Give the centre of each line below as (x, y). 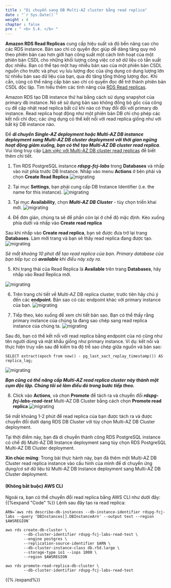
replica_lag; (19, 361)
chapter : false (22, 24)
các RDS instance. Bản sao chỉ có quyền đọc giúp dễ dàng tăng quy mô (81, 49)
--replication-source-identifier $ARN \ (67, 543)
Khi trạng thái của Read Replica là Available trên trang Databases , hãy (87, 269)
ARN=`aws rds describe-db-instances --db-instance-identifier (73, 512)
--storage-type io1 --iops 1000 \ (60, 553)
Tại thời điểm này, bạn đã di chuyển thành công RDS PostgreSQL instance (83, 437)
